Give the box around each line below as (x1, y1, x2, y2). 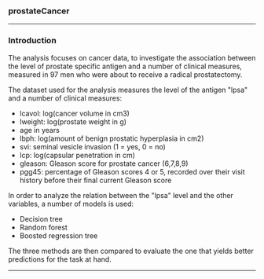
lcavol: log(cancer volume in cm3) (19, 108, 130, 118)
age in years (19, 125, 60, 134)
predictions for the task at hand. (8, 254, 112, 264)
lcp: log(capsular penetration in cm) (19, 150, 136, 160)
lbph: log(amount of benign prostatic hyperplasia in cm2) (19, 134, 204, 143)
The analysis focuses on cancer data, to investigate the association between (8, 53, 256, 62)
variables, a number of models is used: (8, 199, 134, 208)
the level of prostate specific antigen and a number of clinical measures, (8, 61, 242, 71)
